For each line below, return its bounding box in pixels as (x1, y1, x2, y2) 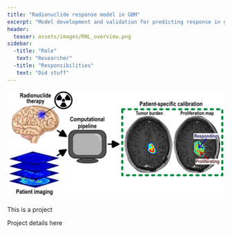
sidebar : (7, 40, 32, 48)
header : (7, 26, 30, 32)
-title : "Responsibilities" (13, 62, 95, 69)
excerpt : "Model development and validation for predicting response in (7, 18, 221, 26)
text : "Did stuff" (16, 69, 70, 76)
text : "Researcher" (16, 55, 72, 62)
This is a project (7, 205, 53, 213)
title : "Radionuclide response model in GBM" (7, 11, 140, 18)
